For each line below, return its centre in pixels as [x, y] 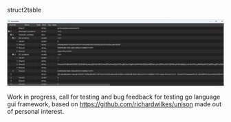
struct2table [24, 10]
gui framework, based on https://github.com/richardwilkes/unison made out [114, 104]
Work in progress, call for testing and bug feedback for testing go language [114, 97]
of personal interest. [36, 112]
